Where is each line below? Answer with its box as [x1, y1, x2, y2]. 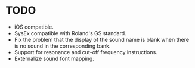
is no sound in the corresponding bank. [14, 42, 111, 50]
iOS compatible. [14, 23, 54, 30]
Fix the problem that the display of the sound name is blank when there [14, 36, 189, 43]
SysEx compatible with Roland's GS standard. [14, 29, 126, 36]
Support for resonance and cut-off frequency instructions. [14, 48, 157, 55]
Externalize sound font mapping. [14, 55, 95, 62]
